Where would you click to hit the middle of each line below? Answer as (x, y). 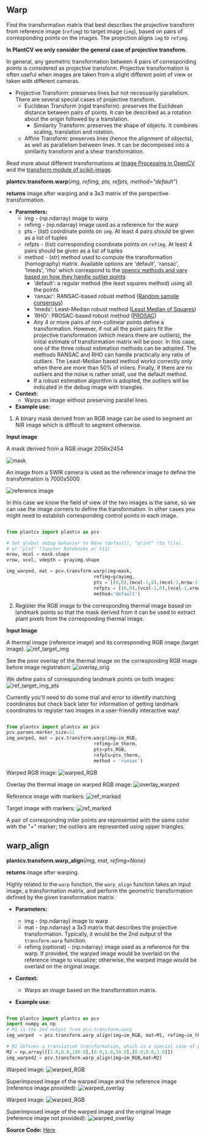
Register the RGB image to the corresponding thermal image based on (103, 605)
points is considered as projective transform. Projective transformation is (98, 68)
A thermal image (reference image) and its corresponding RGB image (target (102, 642)
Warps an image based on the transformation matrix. (91, 990)
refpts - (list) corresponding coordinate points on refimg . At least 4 (108, 244)
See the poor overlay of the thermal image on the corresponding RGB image (102, 660)
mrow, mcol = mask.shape (38, 555)
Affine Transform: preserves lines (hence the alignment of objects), (109, 138)
